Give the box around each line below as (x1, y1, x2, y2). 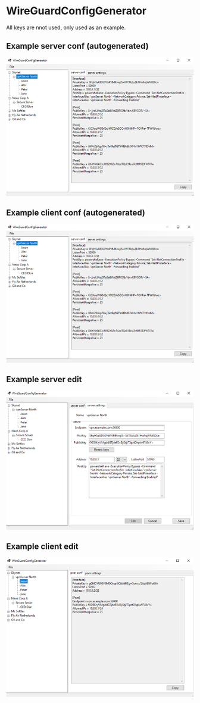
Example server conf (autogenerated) (6, 41, 149, 51)
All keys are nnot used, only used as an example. (6, 24, 126, 31)
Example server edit (6, 374, 82, 385)
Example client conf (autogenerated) (6, 208, 146, 218)
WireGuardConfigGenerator (6, 4, 147, 18)
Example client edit (6, 542, 79, 552)
